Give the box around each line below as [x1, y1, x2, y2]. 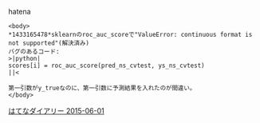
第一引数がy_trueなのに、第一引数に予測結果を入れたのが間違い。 [8, 84, 196, 92]
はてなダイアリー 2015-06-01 [8, 106, 105, 115]
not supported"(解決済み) [8, 39, 90, 47]
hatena [8, 7, 31, 16]
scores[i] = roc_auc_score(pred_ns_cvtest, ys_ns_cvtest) [8, 61, 205, 69]
